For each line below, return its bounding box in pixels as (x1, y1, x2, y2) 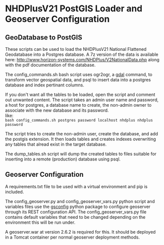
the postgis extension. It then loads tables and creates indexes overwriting (5, 136, 156, 142)
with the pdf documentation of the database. (5, 62, 96, 68)
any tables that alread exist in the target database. (5, 141, 107, 147)
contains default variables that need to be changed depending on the (5, 214, 146, 220)
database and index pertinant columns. (5, 82, 85, 88)
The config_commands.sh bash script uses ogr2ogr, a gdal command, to (5, 72, 153, 77)
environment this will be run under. (5, 219, 75, 225)
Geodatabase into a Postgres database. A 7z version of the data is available (5, 51, 159, 57)
